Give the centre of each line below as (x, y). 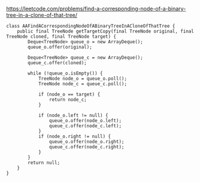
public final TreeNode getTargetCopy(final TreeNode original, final (106, 31)
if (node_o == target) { (69, 94)
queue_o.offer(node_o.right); (87, 142)
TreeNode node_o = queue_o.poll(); (83, 79)
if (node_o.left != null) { (73, 115)
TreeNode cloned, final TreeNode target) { (61, 37)
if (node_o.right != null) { (75, 136)
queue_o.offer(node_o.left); (85, 121)
